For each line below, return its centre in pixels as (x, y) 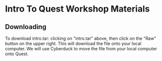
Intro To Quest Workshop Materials (77, 9)
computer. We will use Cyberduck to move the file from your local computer (81, 49)
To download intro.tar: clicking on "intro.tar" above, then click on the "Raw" (81, 38)
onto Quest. (17, 54)
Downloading (26, 27)
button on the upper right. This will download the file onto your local (73, 44)
